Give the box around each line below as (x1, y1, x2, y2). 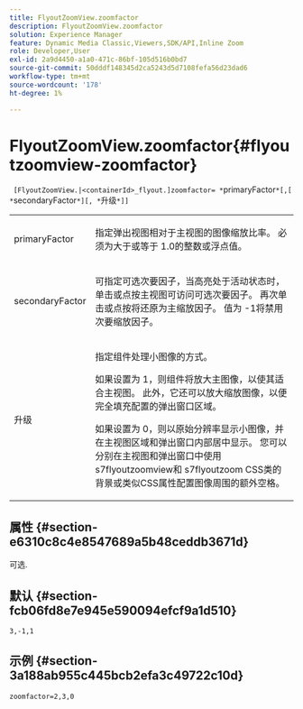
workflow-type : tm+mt (9, 72, 91, 81)
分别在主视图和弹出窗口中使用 (94, 450, 222, 463)
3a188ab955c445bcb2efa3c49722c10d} (9, 668, 243, 684)
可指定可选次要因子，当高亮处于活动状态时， (94, 275, 285, 288)
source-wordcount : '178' (9, 80, 103, 89)
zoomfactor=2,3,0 (9, 692, 75, 701)
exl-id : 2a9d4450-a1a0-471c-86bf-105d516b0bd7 (9, 55, 188, 64)
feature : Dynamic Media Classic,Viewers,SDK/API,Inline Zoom (9, 38, 244, 48)
